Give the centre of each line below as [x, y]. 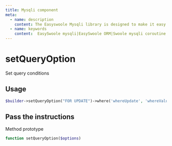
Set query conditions [27, 73]
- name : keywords [28, 29]
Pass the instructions [40, 117]
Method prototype [24, 129]
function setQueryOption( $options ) [43, 138]
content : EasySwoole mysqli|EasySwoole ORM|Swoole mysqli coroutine [90, 34]
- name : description [32, 19]
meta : [11, 15]
